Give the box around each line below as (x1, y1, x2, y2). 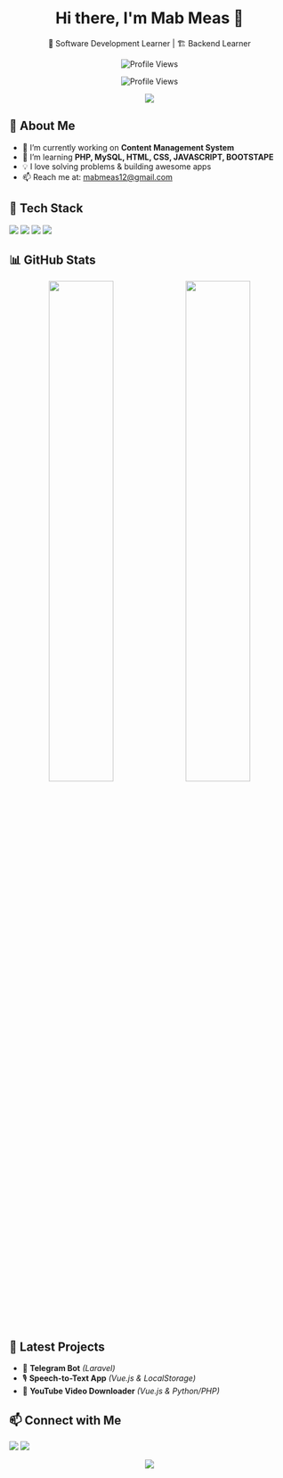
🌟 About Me (9, 118, 76, 134)
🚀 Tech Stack (9, 200, 84, 216)
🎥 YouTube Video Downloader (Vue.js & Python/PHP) (21, 1385, 221, 1397)
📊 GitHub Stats (9, 252, 96, 267)
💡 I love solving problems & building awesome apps (21, 160, 212, 172)
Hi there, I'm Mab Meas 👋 (54, 8, 245, 29)
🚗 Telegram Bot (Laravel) (21, 1363, 116, 1374)
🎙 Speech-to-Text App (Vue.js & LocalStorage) (21, 1373, 197, 1384)
